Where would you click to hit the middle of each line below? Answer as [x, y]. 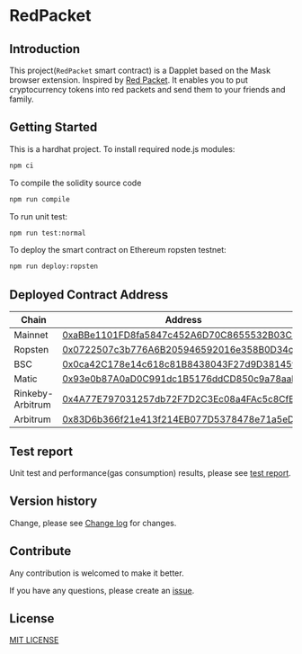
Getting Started [53, 127]
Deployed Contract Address [89, 295]
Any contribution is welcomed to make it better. [97, 573]
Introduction [45, 49]
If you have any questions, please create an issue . [102, 590]
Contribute [40, 551]
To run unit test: [39, 216]
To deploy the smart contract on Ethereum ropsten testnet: [118, 250]
